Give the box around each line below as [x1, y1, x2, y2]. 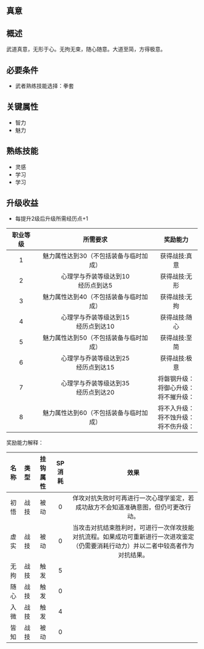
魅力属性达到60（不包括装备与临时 [42, 409, 142, 417]
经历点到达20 [75, 388, 115, 397]
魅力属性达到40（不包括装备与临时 [42, 293, 142, 301]
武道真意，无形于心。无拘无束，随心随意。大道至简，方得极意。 [6, 45, 166, 53]
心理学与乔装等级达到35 [60, 379, 130, 388]
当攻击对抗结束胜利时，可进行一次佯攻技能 [72, 523, 194, 532]
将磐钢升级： [157, 375, 195, 383]
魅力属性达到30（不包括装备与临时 [42, 252, 142, 260]
